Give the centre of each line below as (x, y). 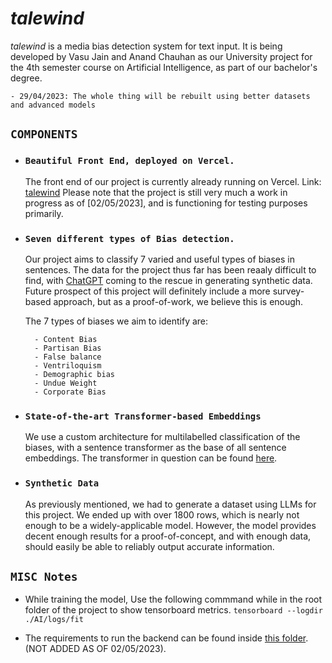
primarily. (44, 213)
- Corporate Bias (70, 392)
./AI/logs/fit (54, 620)
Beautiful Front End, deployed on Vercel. (129, 161)
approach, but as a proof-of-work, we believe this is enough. (178, 301)
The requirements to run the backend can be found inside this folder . (166, 638)
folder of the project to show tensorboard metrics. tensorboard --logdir (173, 610)
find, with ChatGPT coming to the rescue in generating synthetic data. (168, 280)
